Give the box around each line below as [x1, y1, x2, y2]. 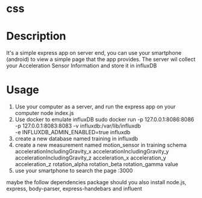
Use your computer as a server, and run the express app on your [14, 103, 176, 110]
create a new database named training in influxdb [14, 135, 139, 143]
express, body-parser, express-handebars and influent [6, 185, 143, 193]
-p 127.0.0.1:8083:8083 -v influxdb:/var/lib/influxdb [14, 122, 141, 129]
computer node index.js [14, 110, 74, 117]
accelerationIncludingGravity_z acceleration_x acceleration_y [14, 154, 166, 161]
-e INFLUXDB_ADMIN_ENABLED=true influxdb [14, 129, 131, 136]
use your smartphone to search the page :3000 [14, 167, 133, 175]
